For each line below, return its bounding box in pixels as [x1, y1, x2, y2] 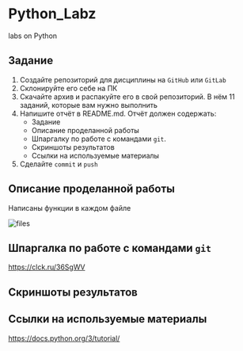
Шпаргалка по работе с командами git [8, 241, 211, 254]
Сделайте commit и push [19, 159, 98, 169]
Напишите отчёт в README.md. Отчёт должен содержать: [19, 109, 217, 118]
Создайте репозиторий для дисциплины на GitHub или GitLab [19, 74, 227, 84]
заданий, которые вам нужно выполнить [19, 100, 158, 109]
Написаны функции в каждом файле [8, 203, 131, 212]
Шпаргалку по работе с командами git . [31, 134, 166, 143]
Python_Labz [8, 5, 97, 23]
